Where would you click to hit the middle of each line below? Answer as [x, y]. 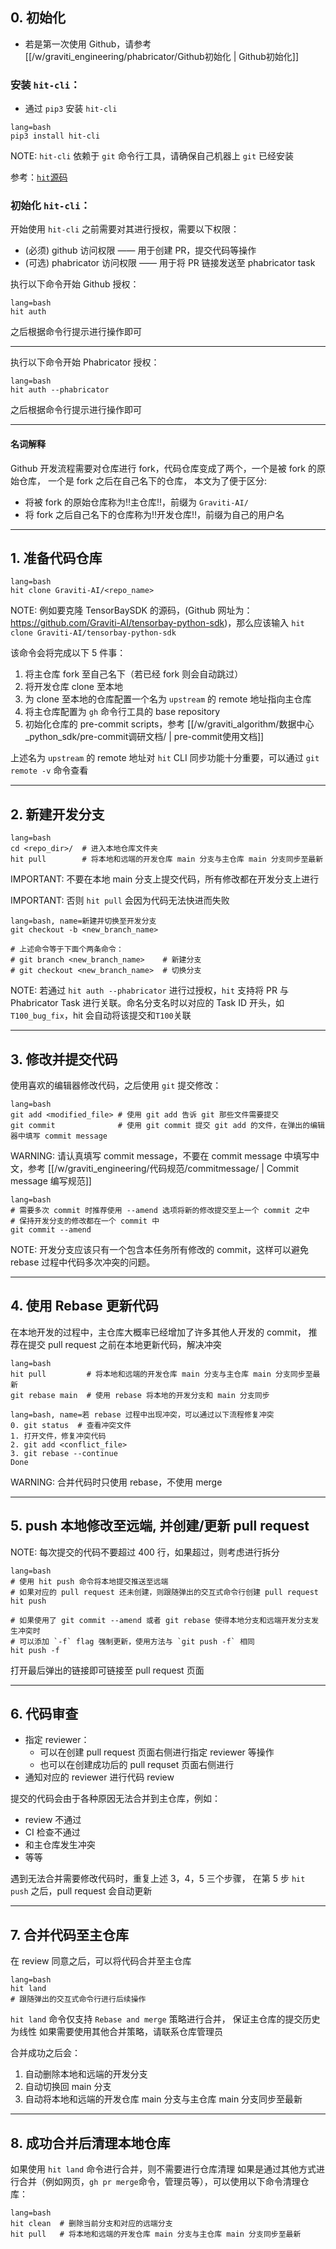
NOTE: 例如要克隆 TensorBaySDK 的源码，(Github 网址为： [131, 610]
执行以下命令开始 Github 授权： [75, 284]
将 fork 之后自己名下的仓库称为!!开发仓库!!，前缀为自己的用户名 [154, 514]
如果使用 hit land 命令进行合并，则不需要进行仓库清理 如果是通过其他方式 [163, 2169]
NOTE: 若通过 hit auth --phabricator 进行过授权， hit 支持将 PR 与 [149, 990]
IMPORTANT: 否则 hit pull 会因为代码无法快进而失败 [120, 900]
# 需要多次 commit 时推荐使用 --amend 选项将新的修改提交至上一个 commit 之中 [160, 1211]
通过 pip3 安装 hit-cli [71, 109]
